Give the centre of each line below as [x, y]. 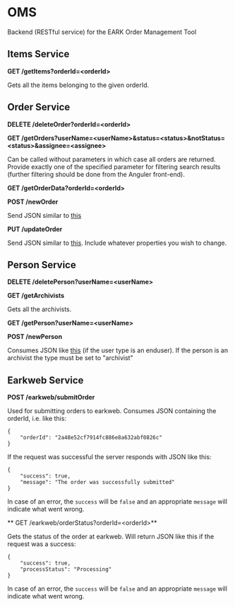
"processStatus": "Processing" [66, 570]
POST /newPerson [35, 337]
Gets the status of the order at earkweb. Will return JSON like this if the [111, 537]
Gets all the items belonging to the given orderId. [78, 85]
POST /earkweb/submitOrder [51, 398]
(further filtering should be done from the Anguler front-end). [96, 174]
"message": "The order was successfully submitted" [97, 482]
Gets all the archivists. [40, 309]
